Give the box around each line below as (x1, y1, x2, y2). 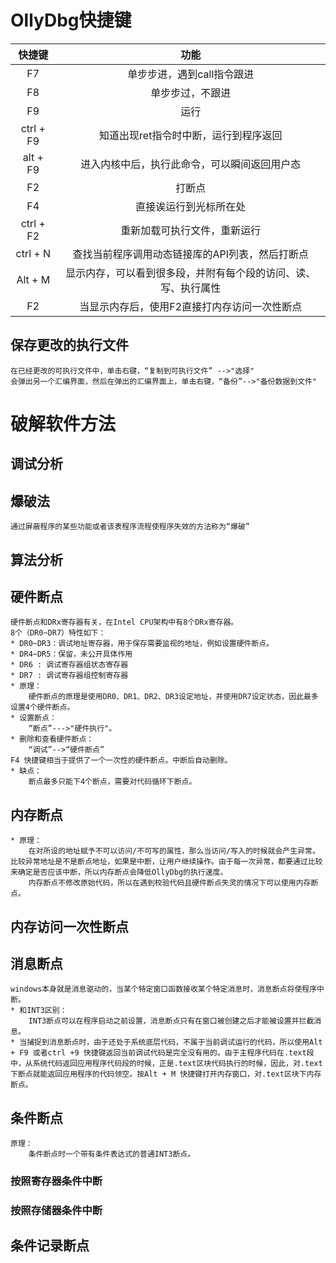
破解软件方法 (10, 412, 117, 435)
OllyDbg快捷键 (10, 9, 132, 32)
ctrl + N (15, 246, 52, 260)
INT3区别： (26, 1006, 68, 1016)
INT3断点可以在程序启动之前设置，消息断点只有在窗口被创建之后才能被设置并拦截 (28, 1016, 315, 1026)
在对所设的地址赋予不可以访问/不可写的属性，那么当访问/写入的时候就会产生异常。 (28, 846, 320, 856)
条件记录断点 (10, 1237, 90, 1255)
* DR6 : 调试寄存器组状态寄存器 (10, 660, 129, 670)
